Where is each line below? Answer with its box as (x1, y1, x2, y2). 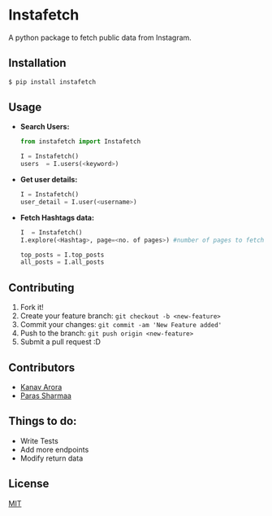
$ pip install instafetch (8, 77, 96, 86)
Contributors (8, 361, 76, 374)
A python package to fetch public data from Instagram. (8, 33, 192, 42)
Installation (8, 56, 67, 70)
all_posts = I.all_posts (19, 258, 105, 266)
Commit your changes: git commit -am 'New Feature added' (19, 320, 222, 330)
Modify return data (19, 453, 84, 463)
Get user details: (19, 175, 78, 185)
